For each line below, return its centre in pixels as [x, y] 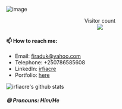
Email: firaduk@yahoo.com [48, 56]
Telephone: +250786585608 [50, 63]
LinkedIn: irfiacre [35, 69]
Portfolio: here [32, 75]
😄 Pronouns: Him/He [33, 100]
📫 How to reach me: [32, 41]
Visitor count [100, 21]
